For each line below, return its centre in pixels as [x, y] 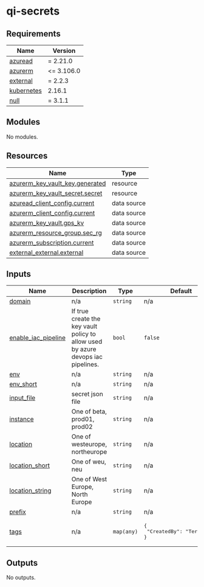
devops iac [87, 357]
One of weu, [89, 462]
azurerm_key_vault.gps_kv [47, 223]
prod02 [82, 427]
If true [80, 311]
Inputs [19, 274]
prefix [18, 512]
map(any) [126, 531]
